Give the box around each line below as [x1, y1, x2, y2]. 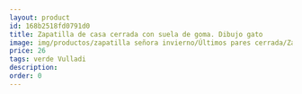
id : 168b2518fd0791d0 [9, 21, 91, 30]
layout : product [9, 13, 70, 22]
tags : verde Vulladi [9, 55, 87, 64]
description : [9, 64, 58, 73]
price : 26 [9, 47, 47, 56]
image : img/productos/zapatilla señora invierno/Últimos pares [9, 38, 252, 47]
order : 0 [9, 72, 42, 81]
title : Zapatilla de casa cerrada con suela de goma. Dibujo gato [9, 30, 263, 38]
